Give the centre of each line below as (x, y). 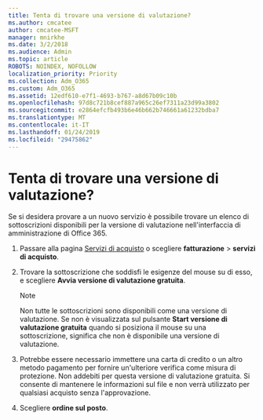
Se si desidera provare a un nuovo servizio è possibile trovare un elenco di (129, 217)
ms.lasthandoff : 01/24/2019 (54, 132)
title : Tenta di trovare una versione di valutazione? (100, 15)
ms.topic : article (38, 60)
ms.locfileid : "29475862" (50, 139)
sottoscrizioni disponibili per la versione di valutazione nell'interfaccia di (124, 225)
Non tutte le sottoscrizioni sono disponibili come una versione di (123, 311)
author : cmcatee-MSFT (44, 30)
